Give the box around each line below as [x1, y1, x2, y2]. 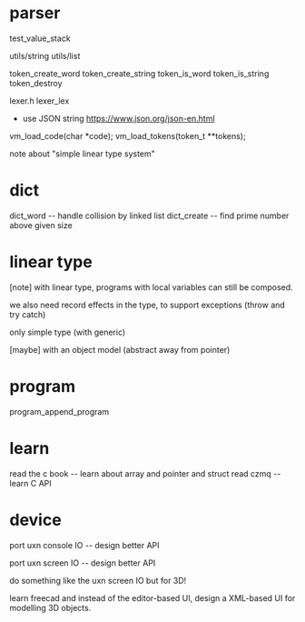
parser [9, 3, 61, 24]
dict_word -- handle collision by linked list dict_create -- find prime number [9, 210, 290, 221]
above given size [9, 219, 73, 230]
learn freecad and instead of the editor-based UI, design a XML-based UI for [9, 592, 296, 603]
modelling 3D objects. [9, 602, 92, 613]
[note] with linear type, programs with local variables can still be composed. [9, 281, 293, 293]
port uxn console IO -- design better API [9, 539, 161, 550]
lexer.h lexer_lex [9, 95, 70, 106]
